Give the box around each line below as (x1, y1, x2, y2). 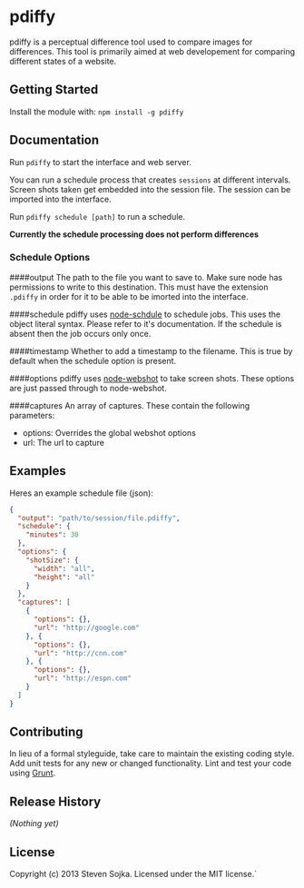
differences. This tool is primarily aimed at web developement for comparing (9, 45, 296, 56)
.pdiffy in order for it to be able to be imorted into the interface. (9, 291, 249, 301)
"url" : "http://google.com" (33, 623, 141, 632)
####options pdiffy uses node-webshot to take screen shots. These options (9, 372, 295, 383)
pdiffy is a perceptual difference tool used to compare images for (9, 36, 253, 47)
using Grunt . (9, 767, 56, 778)
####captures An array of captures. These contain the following (9, 400, 250, 410)
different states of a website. (9, 55, 117, 66)
